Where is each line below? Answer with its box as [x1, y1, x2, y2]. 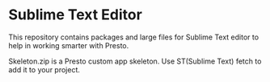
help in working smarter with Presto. [8, 40, 129, 50]
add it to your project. [8, 64, 81, 74]
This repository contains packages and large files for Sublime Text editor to [8, 32, 259, 42]
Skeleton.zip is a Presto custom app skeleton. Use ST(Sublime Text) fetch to [8, 56, 262, 66]
